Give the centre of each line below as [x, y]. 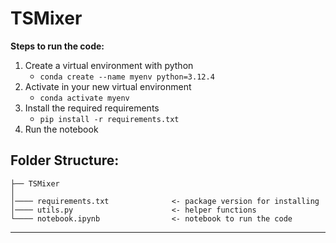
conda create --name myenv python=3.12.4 [127, 77]
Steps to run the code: [57, 46]
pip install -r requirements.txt [109, 119]
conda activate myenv [84, 98]
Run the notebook [61, 129]
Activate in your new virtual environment [108, 86]
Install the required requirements [92, 108]
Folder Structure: [65, 160]
